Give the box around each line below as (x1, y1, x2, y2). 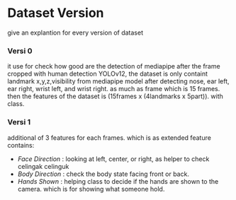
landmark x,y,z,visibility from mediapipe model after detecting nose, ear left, (7, 77, 230, 86)
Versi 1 (7, 117, 31, 127)
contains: (7, 141, 35, 149)
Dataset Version (7, 5, 104, 21)
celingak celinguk (17, 162, 69, 170)
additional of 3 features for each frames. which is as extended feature (7, 133, 211, 142)
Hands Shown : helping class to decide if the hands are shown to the (17, 177, 219, 185)
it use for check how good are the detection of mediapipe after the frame (7, 62, 221, 71)
